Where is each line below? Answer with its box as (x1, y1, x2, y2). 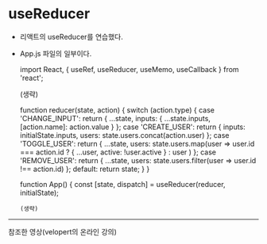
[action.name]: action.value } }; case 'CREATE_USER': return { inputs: (19, 122, 246, 132)
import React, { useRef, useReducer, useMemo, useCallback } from (19, 64, 240, 74)
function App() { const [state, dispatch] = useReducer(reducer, (19, 179, 226, 189)
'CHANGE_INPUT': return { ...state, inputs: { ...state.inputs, (19, 113, 211, 123)
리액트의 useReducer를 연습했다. (19, 32, 123, 41)
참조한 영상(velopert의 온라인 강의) (8, 227, 118, 236)
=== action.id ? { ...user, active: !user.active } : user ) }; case (19, 147, 217, 157)
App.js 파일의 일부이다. (19, 48, 92, 58)
